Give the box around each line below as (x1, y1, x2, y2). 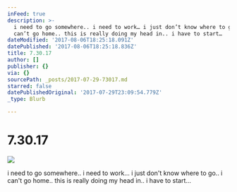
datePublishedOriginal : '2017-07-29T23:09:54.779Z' (7, 89, 162, 96)
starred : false (7, 83, 52, 90)
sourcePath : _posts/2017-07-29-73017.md (7, 76, 128, 83)
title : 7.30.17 (7, 50, 52, 57)
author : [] (7, 56, 39, 64)
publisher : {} (7, 63, 49, 70)
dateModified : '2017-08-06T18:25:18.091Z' (7, 37, 134, 44)
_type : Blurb (7, 96, 46, 103)
